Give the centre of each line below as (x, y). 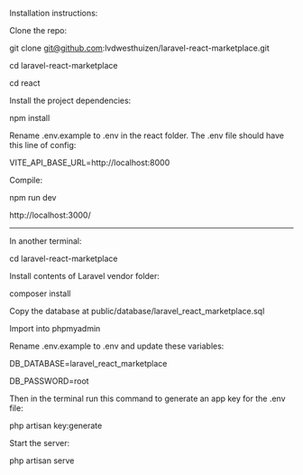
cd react (25, 83)
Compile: (26, 180)
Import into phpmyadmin (55, 328)
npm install (30, 118)
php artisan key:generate (56, 425)
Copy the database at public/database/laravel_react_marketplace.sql (137, 311)
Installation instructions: (54, 13)
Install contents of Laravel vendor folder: (85, 276)
